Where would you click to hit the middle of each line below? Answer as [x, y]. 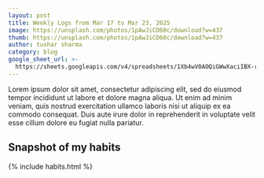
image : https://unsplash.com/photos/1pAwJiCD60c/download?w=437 [115, 30]
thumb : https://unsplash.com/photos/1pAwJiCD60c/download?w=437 [115, 37]
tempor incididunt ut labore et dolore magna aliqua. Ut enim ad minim [120, 97]
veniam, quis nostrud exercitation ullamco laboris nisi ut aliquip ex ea [119, 106]
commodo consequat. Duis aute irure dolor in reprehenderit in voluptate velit [132, 114]
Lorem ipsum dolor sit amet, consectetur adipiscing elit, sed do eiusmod [125, 89]
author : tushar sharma [45, 45]
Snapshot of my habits [64, 148]
